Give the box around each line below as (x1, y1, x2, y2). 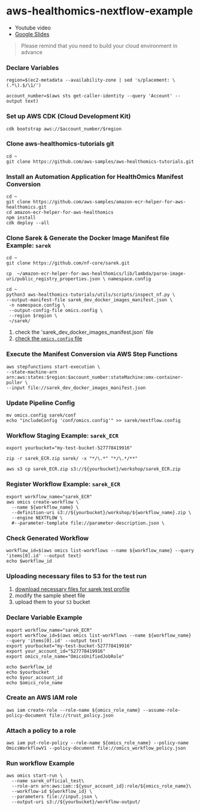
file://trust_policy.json (49, 712, 114, 718)
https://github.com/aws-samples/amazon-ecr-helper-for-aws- (32, 199, 186, 205)
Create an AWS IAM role (6, 693, 78, 702)
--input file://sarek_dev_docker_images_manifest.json (6, 385, 146, 391)
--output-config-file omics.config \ (8, 308, 103, 314)
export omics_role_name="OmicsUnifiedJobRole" (6, 653, 125, 660)
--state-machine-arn (6, 369, 58, 375)
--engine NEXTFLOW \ (11, 515, 63, 521)
